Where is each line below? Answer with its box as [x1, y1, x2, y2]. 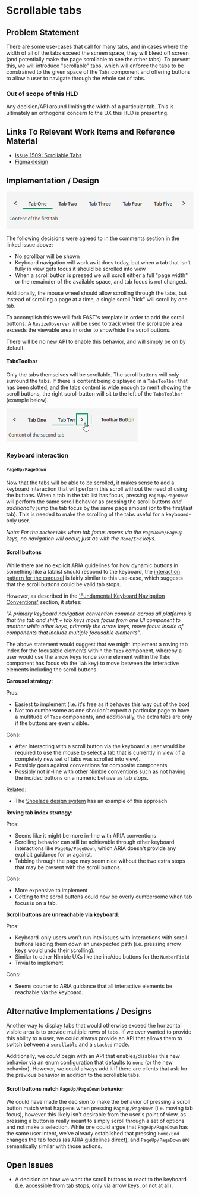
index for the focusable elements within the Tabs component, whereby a [6, 647, 182, 654]
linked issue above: [6, 241, 53, 248]
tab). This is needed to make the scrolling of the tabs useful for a [6, 511, 165, 518]
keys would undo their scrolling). [14, 947, 95, 954]
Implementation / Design [6, 175, 100, 185]
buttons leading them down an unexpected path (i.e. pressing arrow [14, 941, 181, 948]
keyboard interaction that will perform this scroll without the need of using [6, 486, 188, 493]
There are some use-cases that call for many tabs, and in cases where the [6, 43, 188, 50]
